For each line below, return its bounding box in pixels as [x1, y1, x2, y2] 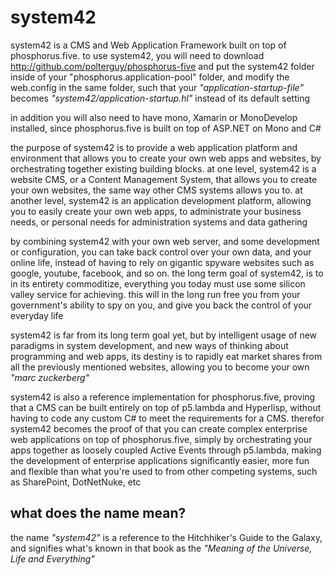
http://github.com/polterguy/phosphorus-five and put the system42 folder [10, 60, 315, 72]
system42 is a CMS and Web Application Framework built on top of [10, 39, 287, 51]
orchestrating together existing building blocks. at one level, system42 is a [10, 162, 317, 175]
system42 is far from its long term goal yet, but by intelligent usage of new [10, 329, 318, 341]
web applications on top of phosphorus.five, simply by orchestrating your [10, 433, 313, 445]
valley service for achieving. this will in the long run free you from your [10, 288, 301, 300]
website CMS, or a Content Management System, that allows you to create [10, 173, 318, 185]
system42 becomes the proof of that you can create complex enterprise [10, 422, 308, 435]
